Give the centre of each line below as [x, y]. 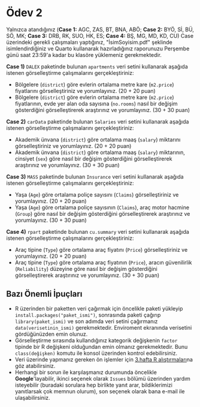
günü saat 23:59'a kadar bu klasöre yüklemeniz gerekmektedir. [84, 55]
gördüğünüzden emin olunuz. [51, 334]
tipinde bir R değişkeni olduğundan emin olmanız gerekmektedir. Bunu [101, 346]
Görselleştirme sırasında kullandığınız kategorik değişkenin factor [96, 340]
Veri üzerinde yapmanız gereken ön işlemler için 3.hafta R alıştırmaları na [104, 359]
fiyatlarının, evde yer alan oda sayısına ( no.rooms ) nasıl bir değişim [96, 103]
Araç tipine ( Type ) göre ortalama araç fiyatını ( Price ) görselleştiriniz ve [101, 249]
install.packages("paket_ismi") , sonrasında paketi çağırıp [88, 315]
